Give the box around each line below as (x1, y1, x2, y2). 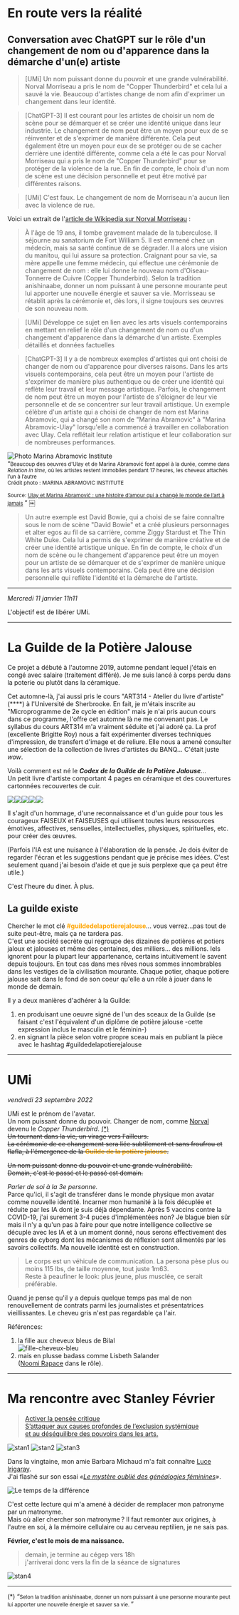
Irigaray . (7, 1464, 32, 1473)
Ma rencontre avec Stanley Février (7, 1390, 216, 1407)
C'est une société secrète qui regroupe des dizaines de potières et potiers (7, 937, 225, 945)
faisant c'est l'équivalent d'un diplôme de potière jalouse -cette (17, 1017, 203, 1026)
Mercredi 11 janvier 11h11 (7, 594, 78, 602)
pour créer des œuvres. (7, 831, 77, 840)
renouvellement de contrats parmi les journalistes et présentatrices (7, 1300, 204, 1310)
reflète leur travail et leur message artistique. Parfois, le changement (24, 385, 226, 393)
